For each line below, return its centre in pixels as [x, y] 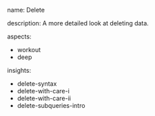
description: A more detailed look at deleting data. [78, 23]
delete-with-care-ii [44, 98]
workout [29, 50]
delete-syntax [37, 84]
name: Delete [26, 10]
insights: [19, 70]
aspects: [19, 36]
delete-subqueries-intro [51, 105]
